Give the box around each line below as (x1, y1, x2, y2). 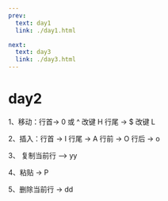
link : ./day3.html (15, 56, 77, 64)
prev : (8, 11, 26, 20)
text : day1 (15, 19, 52, 27)
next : (8, 41, 26, 48)
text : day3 (15, 48, 52, 56)
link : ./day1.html (15, 26, 77, 34)
